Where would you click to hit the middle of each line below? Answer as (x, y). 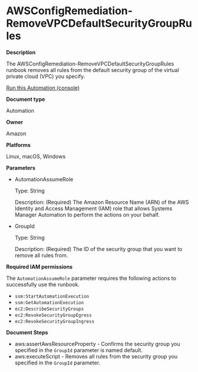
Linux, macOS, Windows (36, 156)
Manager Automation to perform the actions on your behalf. (87, 214)
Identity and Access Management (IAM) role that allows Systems (93, 208)
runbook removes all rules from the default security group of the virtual (92, 70)
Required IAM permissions (39, 266)
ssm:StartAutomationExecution (52, 296)
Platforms (18, 145)
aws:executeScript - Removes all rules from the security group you (96, 356)
